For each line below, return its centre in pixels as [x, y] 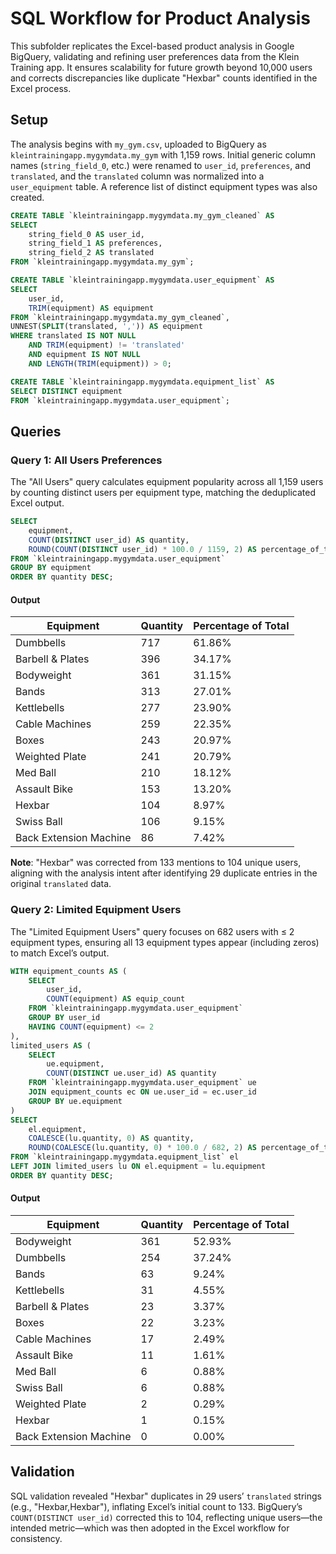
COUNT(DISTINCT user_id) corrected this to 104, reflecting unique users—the [166, 1517]
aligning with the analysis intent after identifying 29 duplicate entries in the [164, 873]
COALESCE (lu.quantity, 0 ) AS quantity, [111, 1138]
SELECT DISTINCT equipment [66, 391]
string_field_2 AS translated [91, 253]
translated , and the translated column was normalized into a [137, 176]
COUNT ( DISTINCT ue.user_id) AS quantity [131, 1073]
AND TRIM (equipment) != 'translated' [107, 345]
